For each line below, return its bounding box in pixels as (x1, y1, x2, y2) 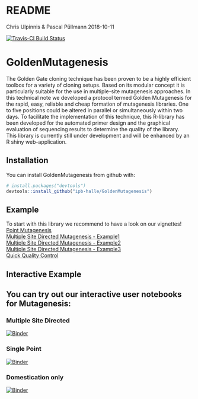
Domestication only (6, 373, 64, 381)
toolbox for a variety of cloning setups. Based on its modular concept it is (6, 81, 185, 88)
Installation (6, 156, 49, 166)
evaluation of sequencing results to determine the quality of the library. (6, 125, 180, 132)
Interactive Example (6, 269, 82, 279)
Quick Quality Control (6, 252, 59, 259)
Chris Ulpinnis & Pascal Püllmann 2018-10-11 (6, 23, 114, 30)
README (6, 4, 51, 17)
